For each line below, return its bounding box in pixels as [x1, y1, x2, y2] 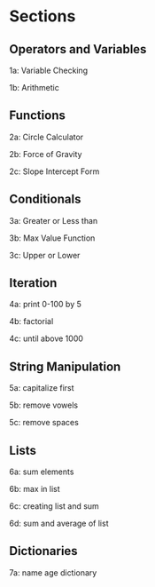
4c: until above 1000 [9, 333, 84, 344]
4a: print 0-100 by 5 [9, 299, 82, 310]
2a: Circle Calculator [9, 131, 84, 142]
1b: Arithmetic [9, 83, 59, 92]
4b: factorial [9, 316, 54, 327]
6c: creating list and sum [9, 501, 99, 512]
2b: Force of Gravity [9, 148, 82, 159]
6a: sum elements [9, 466, 74, 477]
